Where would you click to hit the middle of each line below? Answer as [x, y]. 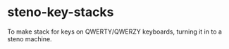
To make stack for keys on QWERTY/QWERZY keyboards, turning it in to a [114, 31]
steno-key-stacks [61, 12]
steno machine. [30, 38]
